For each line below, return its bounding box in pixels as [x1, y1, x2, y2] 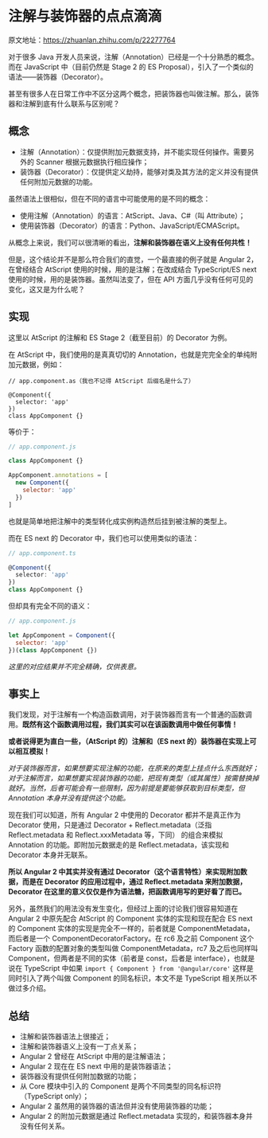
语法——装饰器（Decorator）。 [8, 72, 107, 81]
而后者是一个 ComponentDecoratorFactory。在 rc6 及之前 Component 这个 [8, 933, 254, 944]
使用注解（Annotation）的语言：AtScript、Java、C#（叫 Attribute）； [19, 210, 246, 220]
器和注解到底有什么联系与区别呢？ [8, 99, 120, 108]
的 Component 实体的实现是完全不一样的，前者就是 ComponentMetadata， [8, 924, 254, 933]
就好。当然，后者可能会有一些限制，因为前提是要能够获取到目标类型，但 [8, 784, 245, 793]
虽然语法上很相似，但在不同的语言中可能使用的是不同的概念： [8, 194, 211, 203]
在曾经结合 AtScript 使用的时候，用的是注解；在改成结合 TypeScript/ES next [8, 264, 257, 274]
